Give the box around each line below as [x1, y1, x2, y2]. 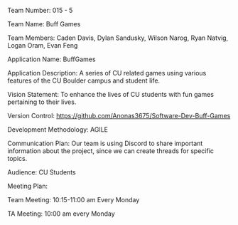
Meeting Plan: [7, 182, 48, 190]
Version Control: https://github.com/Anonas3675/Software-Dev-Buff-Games [7, 112, 231, 120]
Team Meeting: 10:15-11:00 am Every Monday [7, 196, 140, 204]
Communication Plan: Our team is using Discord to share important [7, 139, 203, 147]
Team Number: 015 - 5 [7, 6, 73, 14]
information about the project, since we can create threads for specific [7, 147, 215, 155]
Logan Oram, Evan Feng [7, 41, 78, 49]
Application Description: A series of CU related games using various [7, 69, 207, 77]
